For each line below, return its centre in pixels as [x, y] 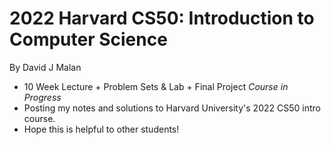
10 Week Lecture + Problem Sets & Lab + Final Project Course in [156, 86]
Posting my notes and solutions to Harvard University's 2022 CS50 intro [172, 108]
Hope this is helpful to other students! [101, 129]
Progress [42, 97]
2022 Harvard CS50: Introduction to [162, 18]
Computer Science [88, 39]
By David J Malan [45, 67]
